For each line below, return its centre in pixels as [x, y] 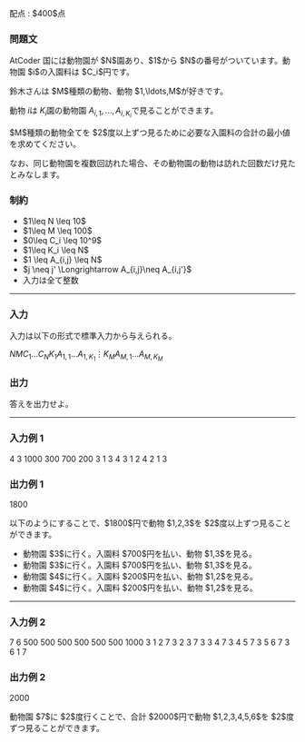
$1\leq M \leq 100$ [57, 231]
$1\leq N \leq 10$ [54, 221]
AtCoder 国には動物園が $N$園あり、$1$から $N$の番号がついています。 [146, 61]
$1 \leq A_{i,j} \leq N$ [62, 259]
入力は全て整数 [50, 280]
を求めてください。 [45, 144]
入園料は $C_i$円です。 [91, 72]
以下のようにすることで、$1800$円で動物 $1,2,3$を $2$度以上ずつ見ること [151, 523]
